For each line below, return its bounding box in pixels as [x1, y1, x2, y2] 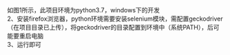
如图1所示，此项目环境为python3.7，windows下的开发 [7, 6, 160, 14]
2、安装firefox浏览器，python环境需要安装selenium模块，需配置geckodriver [7, 14, 223, 23]
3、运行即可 [7, 41, 41, 48]
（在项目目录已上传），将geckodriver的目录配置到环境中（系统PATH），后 [7, 23, 213, 31]
